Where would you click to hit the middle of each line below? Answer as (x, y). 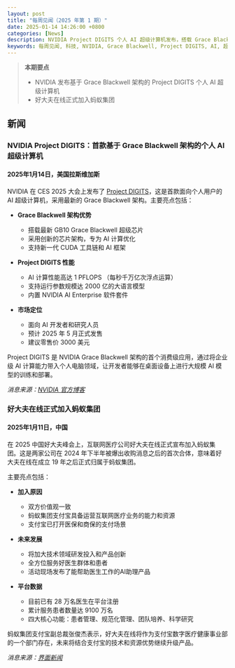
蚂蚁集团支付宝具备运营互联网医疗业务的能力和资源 (101, 515)
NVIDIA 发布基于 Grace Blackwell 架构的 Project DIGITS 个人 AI (125, 82)
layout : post (26, 14)
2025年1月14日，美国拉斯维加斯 (54, 174)
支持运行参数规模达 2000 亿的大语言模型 (86, 286)
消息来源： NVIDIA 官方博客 (46, 389)
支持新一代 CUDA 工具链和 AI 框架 (77, 247)
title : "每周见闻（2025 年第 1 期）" (57, 20)
